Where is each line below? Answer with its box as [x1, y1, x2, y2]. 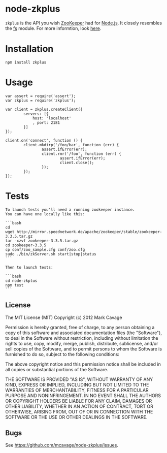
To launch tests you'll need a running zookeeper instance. [5, 207, 136, 212]
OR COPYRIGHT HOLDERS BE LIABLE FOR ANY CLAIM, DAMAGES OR [5, 398, 152, 404]
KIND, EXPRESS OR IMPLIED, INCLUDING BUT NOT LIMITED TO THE [5, 381, 149, 387]
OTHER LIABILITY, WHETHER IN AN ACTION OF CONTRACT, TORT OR [5, 403, 153, 409]
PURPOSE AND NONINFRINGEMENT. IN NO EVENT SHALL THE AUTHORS [5, 392, 161, 399]
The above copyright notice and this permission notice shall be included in [5, 361, 161, 367]
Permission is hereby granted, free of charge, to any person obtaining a [5, 324, 155, 330]
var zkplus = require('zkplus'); [5, 98, 76, 103]
